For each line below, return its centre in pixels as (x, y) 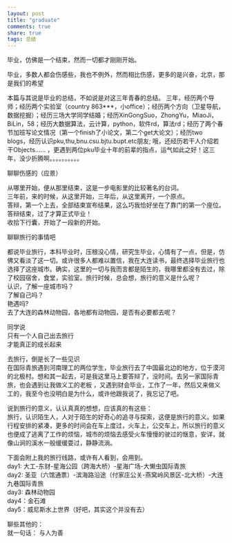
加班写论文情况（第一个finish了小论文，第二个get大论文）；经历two (108, 133)
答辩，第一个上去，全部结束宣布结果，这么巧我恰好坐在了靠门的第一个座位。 (116, 205)
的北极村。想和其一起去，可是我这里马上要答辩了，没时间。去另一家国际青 (113, 376)
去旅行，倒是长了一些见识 (43, 359)
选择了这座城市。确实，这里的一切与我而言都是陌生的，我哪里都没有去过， (113, 269)
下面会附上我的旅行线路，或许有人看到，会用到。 (77, 458)
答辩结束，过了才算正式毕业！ (49, 214)
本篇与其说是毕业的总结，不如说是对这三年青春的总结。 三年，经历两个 (108, 98)
